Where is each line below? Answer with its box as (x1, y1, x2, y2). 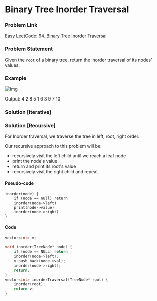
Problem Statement (5, 45, 53, 52)
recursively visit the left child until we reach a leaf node (12, 153, 126, 159)
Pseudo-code (5, 180, 34, 186)
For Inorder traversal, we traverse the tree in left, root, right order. (5, 133, 140, 139)
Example (5, 74, 27, 81)
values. (5, 62, 20, 68)
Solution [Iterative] (5, 109, 52, 115)
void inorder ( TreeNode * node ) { (5, 245, 72, 250)
